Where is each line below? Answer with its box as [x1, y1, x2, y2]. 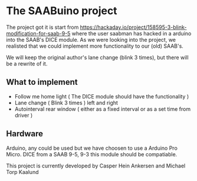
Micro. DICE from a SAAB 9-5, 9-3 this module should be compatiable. [6, 150, 178, 157]
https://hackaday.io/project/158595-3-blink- [80, 24, 187, 31]
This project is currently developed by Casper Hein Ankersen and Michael [6, 162, 186, 169]
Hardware [6, 129, 43, 139]
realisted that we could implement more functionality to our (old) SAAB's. [6, 42, 184, 50]
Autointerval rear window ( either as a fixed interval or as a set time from [14, 105, 191, 113]
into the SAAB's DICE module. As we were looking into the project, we [6, 36, 176, 43]
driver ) [14, 111, 33, 119]
